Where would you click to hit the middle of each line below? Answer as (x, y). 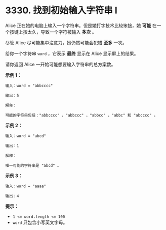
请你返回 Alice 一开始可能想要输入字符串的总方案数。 (60, 64)
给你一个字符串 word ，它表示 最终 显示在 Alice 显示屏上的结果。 (72, 53)
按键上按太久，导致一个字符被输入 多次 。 (53, 32)
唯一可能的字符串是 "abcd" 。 (33, 165)
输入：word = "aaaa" (26, 186)
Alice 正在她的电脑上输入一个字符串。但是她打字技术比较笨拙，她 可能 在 (81, 25)
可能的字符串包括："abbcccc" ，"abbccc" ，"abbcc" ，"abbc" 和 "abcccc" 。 (81, 115)
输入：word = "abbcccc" (29, 85)
